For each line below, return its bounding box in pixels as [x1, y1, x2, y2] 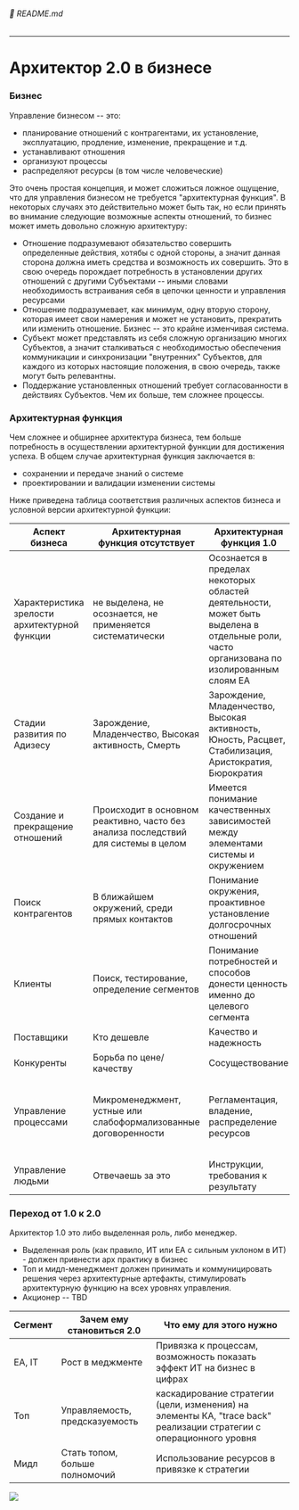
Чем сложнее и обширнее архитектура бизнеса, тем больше [9, 432, 242, 442]
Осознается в [208, 551, 268, 564]
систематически [93, 630, 165, 642]
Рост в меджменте [61, 1357, 143, 1369]
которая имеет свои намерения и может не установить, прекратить [21, 313, 282, 324]
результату [208, 1180, 257, 1192]
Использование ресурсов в [155, 1452, 276, 1465]
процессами [13, 1116, 69, 1128]
